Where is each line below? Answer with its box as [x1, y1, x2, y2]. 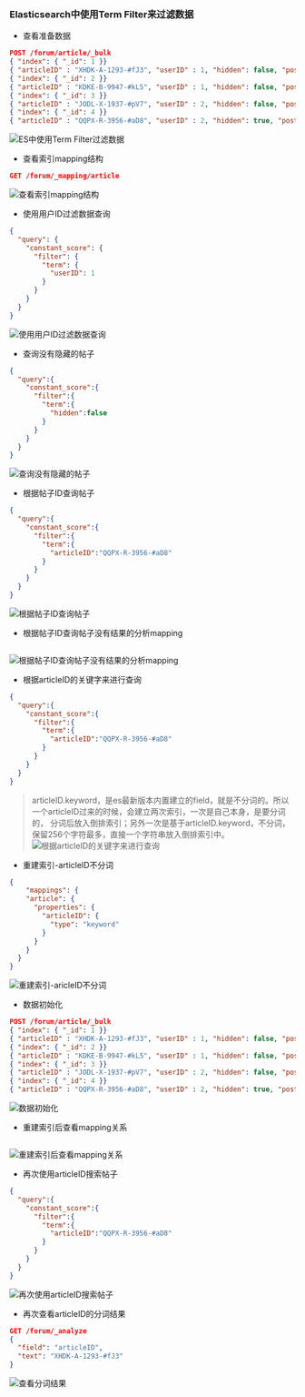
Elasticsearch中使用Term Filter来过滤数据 [9, 7, 194, 20]
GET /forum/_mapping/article [9, 171, 120, 181]
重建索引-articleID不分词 [22, 859, 113, 870]
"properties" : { [33, 903, 95, 912]
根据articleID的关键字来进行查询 [22, 673, 143, 684]
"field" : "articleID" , [17, 1343, 103, 1352]
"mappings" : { [25, 886, 79, 896]
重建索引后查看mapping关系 [22, 1122, 128, 1133]
